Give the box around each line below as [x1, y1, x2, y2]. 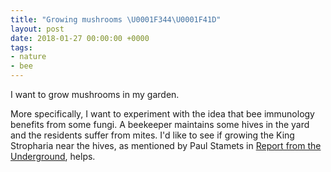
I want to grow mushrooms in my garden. [10, 89, 180, 100]
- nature [10, 52, 47, 62]
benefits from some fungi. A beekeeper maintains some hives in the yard [10, 119, 310, 130]
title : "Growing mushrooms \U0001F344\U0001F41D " [10, 14, 222, 25]
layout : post [10, 24, 65, 34]
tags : [10, 42, 33, 53]
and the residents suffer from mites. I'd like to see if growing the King [10, 129, 295, 141]
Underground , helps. [10, 151, 96, 162]
